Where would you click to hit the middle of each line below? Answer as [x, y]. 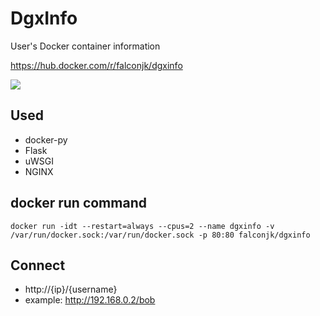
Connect [38, 265]
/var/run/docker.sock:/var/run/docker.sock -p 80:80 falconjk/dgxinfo [160, 235]
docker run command [78, 203]
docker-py [46, 139]
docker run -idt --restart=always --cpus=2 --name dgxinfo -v [142, 226]
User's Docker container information [85, 46]
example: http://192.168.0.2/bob [90, 300]
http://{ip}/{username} [71, 289]
